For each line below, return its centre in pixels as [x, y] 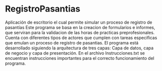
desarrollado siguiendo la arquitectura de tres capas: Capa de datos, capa [79, 48]
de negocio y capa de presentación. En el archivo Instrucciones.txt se [75, 53]
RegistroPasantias [43, 9]
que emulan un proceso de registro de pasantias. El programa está [72, 43]
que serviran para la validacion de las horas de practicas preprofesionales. [80, 32]
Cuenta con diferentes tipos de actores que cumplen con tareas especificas [81, 38]
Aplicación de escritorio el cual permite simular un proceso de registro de [79, 22]
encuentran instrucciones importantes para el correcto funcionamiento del [80, 58]
